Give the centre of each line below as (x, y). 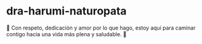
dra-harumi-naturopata (66, 11)
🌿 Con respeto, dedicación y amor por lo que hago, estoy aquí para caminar (101, 28)
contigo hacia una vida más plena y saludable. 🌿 (66, 34)
